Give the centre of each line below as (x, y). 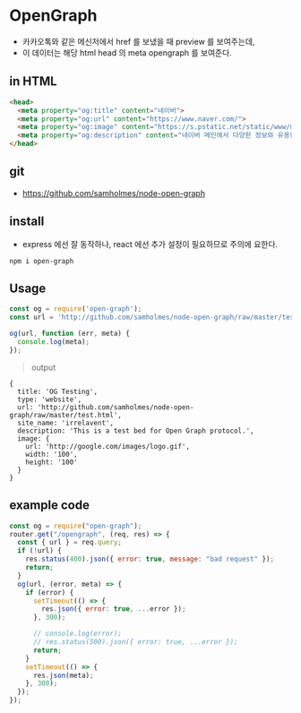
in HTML (33, 82)
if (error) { (50, 592)
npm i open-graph (42, 261)
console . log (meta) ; (54, 342)
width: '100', (52, 454)
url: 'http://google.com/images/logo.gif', (108, 446)
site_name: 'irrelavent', (66, 423)
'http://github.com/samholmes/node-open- (116, 407)
